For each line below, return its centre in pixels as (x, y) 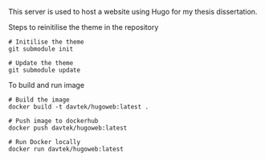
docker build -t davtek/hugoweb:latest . (79, 107)
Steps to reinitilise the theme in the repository (84, 27)
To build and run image (47, 85)
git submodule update (45, 70)
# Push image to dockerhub (53, 121)
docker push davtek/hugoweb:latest (68, 128)
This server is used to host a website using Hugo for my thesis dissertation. (133, 12)
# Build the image (39, 100)
